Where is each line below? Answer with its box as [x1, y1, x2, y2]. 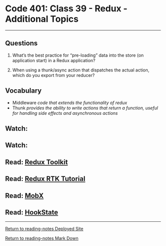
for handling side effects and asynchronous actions [12, 110, 118, 116]
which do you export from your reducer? [12, 72, 95, 78]
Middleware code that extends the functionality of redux [12, 100, 127, 105]
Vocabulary [5, 87, 42, 95]
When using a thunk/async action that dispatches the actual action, [12, 67, 150, 73]
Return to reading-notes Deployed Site [5, 226, 83, 232]
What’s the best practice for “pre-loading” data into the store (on [12, 52, 144, 58]
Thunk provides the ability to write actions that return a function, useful [12, 105, 158, 111]
